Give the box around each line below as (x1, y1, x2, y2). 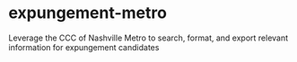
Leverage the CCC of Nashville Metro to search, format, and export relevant (8, 32, 289, 43)
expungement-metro (8, 3, 168, 23)
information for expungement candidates (8, 41, 160, 52)
